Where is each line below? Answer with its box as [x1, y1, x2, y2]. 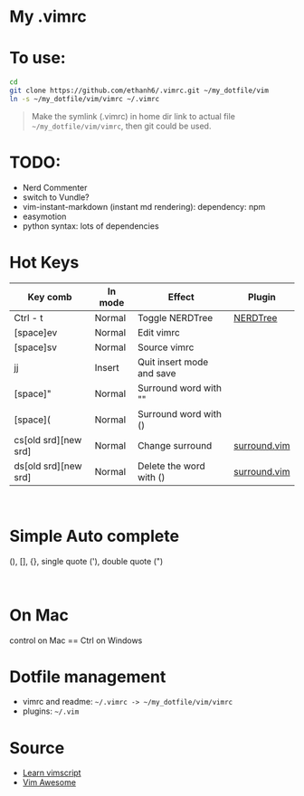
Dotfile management [9, 667, 166, 687]
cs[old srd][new [14, 433, 82, 446]
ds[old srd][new [14, 460, 83, 472]
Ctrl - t [14, 311, 43, 324]
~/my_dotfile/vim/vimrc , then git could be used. [31, 120, 212, 131]
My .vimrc [9, 6, 88, 27]
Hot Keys [9, 251, 80, 272]
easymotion [22, 211, 67, 222]
